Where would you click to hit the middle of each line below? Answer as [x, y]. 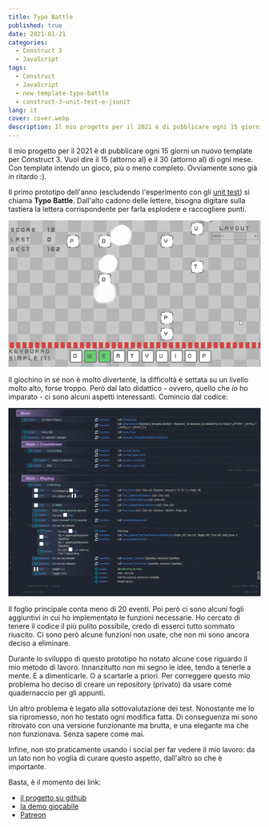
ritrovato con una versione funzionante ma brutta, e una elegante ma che [128, 726]
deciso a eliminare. [39, 643]
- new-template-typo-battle [62, 93]
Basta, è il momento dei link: [55, 782]
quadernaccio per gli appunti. [57, 693]
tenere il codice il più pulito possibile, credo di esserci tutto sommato [121, 626]
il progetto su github [53, 798]
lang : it [23, 110]
